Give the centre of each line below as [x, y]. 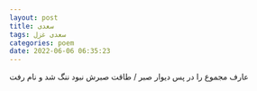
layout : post [34, 18]
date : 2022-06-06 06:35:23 [60, 51]
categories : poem [42, 43]
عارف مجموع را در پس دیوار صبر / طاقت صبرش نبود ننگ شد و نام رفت [129, 77]
